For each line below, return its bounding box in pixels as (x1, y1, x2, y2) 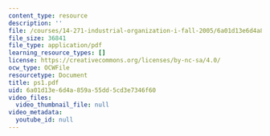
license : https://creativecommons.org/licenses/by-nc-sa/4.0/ (8, 57, 221, 65)
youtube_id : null (15, 116, 74, 124)
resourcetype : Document (8, 71, 88, 79)
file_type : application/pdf (8, 42, 103, 50)
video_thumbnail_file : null (15, 101, 110, 109)
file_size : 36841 (8, 34, 67, 42)
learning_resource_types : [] (8, 49, 106, 57)
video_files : (8, 94, 52, 102)
